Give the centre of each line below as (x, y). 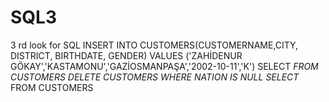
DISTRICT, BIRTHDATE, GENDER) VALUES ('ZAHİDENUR (126, 55)
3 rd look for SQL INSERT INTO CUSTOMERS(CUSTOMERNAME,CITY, (154, 45)
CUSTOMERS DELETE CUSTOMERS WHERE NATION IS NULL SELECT (155, 77)
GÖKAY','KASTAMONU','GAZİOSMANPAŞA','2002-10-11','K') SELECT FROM (164, 66)
